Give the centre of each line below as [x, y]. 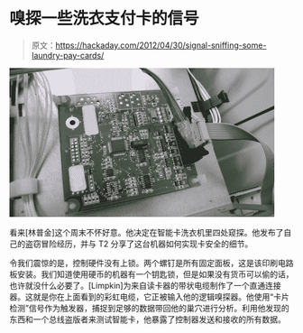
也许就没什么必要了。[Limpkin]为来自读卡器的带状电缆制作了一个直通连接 [145, 285]
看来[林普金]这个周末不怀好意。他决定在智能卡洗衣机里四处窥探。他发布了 [147, 232]
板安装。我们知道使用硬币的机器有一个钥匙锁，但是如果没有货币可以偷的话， [151, 274]
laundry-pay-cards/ [68, 55]
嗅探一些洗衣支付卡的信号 [105, 18]
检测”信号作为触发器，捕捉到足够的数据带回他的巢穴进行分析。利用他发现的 [150, 308]
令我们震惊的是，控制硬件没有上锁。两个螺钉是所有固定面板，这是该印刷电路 [151, 263]
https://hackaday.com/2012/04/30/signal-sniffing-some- [161, 45]
